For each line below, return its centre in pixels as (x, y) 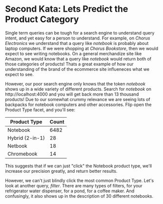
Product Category (42, 19)
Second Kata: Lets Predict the (67, 9)
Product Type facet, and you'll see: (40, 110)
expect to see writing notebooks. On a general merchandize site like (73, 53)
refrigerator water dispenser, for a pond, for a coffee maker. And (70, 191)
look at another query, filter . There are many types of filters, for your (74, 185)
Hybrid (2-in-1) (26, 138)
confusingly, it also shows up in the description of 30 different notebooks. (79, 196)
